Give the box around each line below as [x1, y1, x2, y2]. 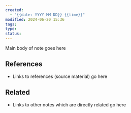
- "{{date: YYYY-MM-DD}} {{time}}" [10, 12, 85, 17]
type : [5, 26, 17, 32]
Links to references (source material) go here [12, 73, 108, 79]
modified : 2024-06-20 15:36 [5, 17, 65, 22]
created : [5, 7, 24, 13]
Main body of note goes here [5, 45, 66, 51]
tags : [5, 21, 17, 27]
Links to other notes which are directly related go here [12, 101, 126, 107]
